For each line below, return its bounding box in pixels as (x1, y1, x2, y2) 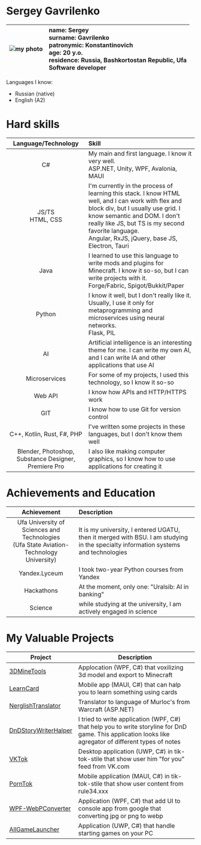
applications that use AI (88, 361, 154, 369)
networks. (88, 321, 117, 329)
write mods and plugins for (88, 259, 164, 267)
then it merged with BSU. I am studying (78, 533, 188, 541)
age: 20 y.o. (48, 48, 83, 56)
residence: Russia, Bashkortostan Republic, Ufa (48, 56, 187, 64)
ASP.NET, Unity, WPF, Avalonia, (88, 164, 178, 172)
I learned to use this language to (88, 251, 179, 259)
